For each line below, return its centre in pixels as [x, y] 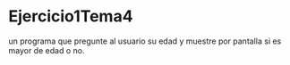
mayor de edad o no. [47, 50]
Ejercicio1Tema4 [71, 16]
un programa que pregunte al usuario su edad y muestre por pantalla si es [145, 41]
